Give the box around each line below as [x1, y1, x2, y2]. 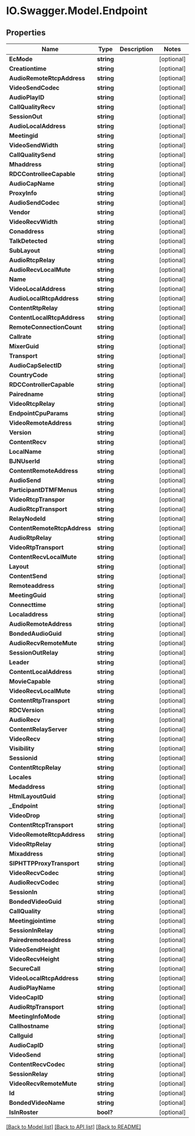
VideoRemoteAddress [9, 419, 72, 427]
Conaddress [9, 227, 44, 235]
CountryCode [9, 371, 48, 379]
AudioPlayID [9, 93, 45, 101]
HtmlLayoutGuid [9, 792, 56, 800]
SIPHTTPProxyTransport [9, 859, 80, 867]
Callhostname [9, 1022, 49, 1030]
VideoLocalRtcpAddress [9, 974, 79, 982]
